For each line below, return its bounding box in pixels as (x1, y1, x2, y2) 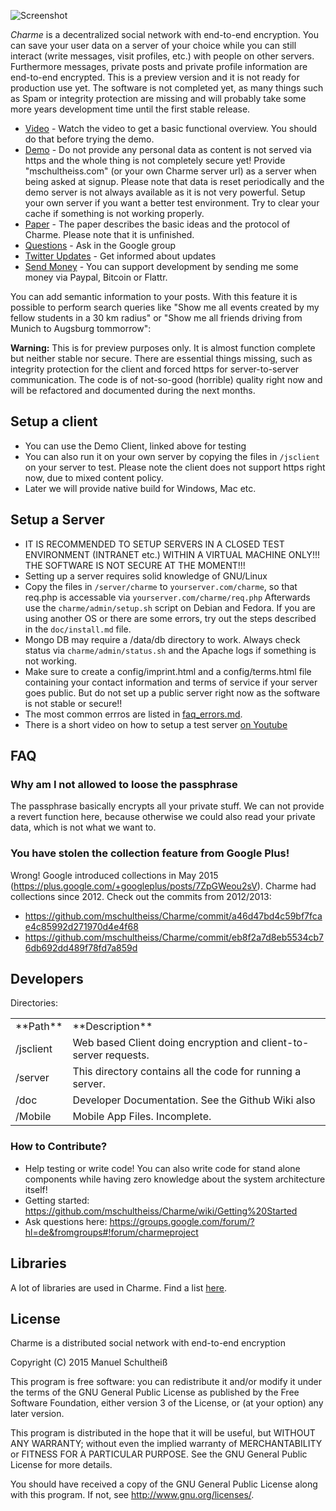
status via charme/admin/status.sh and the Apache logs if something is (24, 644, 317, 656)
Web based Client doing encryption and (72, 1036, 259, 1050)
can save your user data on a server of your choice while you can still (10, 40, 297, 51)
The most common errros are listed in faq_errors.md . (24, 708, 243, 720)
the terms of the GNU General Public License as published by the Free (10, 1386, 300, 1399)
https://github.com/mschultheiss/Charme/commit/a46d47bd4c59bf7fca (24, 910, 323, 922)
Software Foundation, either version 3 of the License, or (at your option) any (10, 1397, 324, 1409)
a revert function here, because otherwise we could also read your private (10, 811, 316, 823)
